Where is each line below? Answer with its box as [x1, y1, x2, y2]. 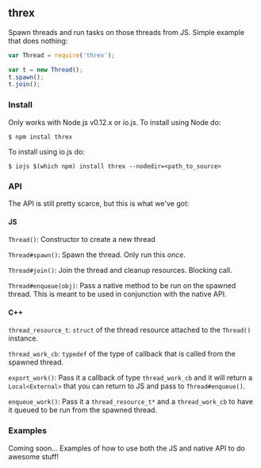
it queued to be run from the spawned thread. [8, 405, 157, 415]
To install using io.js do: [8, 146, 85, 156]
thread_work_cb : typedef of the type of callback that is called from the [8, 349, 236, 359]
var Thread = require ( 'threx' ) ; [8, 51, 115, 59]
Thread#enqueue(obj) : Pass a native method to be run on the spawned [8, 281, 236, 291]
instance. [8, 333, 39, 343]
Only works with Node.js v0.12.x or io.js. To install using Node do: [8, 117, 221, 127]
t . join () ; [8, 80, 41, 88]
